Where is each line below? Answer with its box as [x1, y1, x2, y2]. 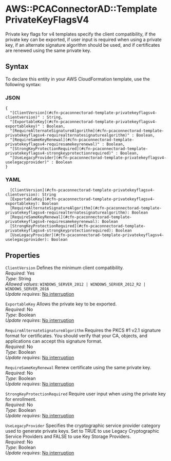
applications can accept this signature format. [5, 338, 103, 344]
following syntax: [5, 81, 42, 87]
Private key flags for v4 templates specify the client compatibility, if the [5, 31, 156, 37]
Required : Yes [5, 270, 35, 276]
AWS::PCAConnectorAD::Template [5, 3, 158, 15]
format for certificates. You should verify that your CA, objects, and [5, 333, 147, 339]
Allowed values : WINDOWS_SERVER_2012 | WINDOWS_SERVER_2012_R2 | [5, 281, 146, 287]
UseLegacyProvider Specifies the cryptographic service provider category [5, 422, 161, 429]
